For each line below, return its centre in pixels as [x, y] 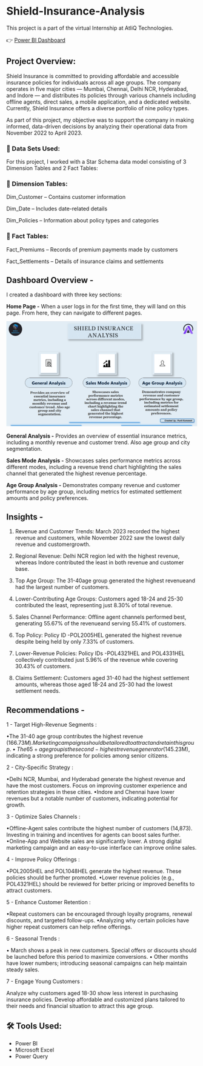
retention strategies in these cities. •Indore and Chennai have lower [90, 792]
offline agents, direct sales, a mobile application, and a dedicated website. [99, 102]
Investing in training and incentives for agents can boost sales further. [93, 835]
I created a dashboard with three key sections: [64, 295]
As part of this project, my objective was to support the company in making [100, 120]
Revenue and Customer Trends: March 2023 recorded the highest [97, 531]
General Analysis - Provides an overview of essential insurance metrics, [97, 436]
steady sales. [23, 970]
